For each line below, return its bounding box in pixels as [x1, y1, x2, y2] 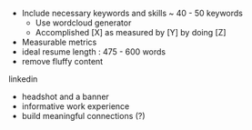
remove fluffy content [21, 56, 104, 66]
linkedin [8, 74, 38, 85]
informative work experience [21, 101, 130, 112]
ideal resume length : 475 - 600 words [21, 46, 166, 57]
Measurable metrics [21, 36, 97, 47]
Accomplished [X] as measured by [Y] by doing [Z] [35, 27, 227, 37]
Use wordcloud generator [35, 17, 132, 28]
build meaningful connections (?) [21, 111, 146, 121]
